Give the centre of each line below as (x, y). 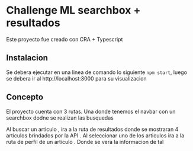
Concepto (25, 97)
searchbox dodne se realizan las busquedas (60, 118)
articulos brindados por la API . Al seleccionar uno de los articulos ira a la (95, 135)
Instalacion (27, 58)
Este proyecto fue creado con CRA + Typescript (65, 39)
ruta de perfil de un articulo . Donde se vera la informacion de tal (85, 142)
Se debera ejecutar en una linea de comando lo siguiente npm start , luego (97, 72)
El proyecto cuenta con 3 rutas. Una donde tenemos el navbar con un (91, 111)
